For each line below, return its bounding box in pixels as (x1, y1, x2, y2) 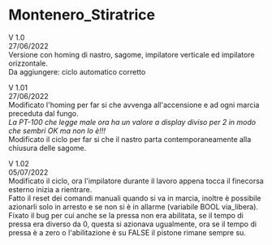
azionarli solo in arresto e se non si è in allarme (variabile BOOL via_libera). (8, 201, 258, 212)
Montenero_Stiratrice (8, 6, 156, 24)
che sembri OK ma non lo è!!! (8, 126, 106, 135)
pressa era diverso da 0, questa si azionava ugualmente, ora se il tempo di (8, 219, 257, 229)
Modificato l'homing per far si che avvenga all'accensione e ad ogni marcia (8, 100, 260, 110)
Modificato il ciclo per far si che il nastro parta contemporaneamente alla (8, 134, 252, 144)
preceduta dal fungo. (8, 108, 79, 118)
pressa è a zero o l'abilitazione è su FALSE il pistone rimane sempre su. (8, 227, 246, 237)
